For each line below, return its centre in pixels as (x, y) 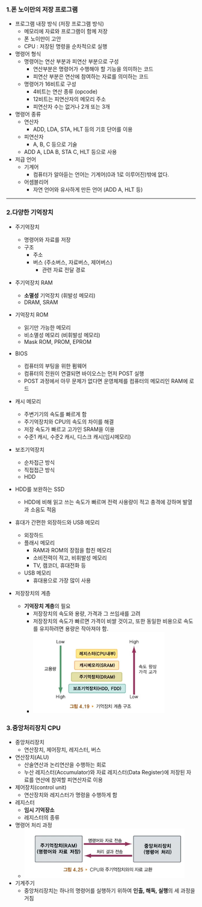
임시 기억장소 (39, 810)
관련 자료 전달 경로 (64, 270)
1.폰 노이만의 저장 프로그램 (42, 9)
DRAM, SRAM (41, 302)
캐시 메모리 (28, 401)
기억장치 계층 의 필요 (47, 606)
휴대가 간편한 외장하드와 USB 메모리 (57, 522)
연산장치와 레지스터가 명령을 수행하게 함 (71, 795)
